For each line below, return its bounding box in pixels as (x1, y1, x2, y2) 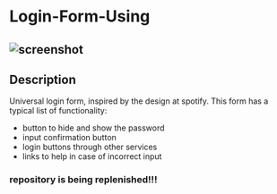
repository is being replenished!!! (9, 173, 158, 186)
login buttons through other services (22, 141, 158, 153)
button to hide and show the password (22, 122, 165, 133)
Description (9, 72, 76, 87)
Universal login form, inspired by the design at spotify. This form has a (9, 96, 269, 106)
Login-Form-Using (9, 6, 151, 27)
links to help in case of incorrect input (22, 151, 162, 162)
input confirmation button (22, 132, 117, 143)
